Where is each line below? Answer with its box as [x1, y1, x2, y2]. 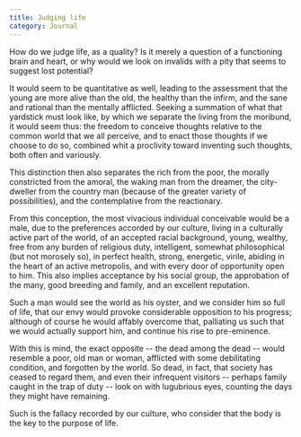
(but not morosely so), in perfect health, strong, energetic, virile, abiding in [9, 250, 285, 261]
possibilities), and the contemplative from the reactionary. [9, 195, 223, 206]
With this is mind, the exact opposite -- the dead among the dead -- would [9, 343, 286, 354]
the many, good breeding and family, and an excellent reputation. [9, 279, 250, 290]
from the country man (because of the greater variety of [39, 186, 247, 197]
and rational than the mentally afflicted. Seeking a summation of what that [9, 101, 283, 112]
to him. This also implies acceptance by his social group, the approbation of [9, 270, 290, 281]
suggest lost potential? [9, 65, 93, 76]
